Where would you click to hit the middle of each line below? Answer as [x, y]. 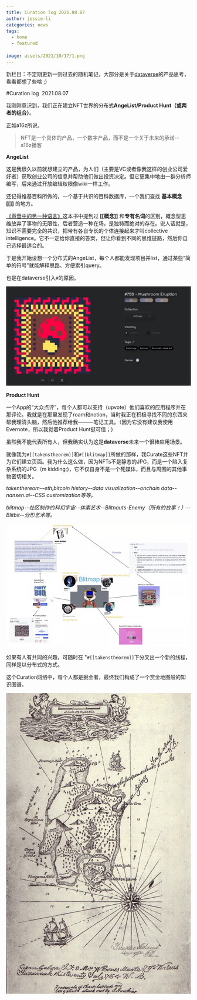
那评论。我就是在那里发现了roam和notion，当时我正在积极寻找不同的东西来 [97, 415]
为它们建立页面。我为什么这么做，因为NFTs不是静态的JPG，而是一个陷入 [94, 462]
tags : [13, 31]
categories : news [27, 25]
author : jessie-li [28, 19]
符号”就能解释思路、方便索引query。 [60, 265]
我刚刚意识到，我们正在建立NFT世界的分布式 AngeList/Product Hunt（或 [94, 105]
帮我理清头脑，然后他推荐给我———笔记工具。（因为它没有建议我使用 [89, 422]
